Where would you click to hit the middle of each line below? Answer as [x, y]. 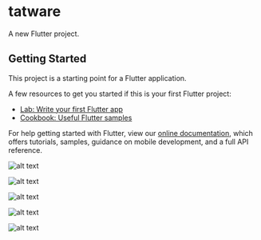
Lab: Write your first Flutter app [71, 109]
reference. [25, 150]
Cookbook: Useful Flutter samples [76, 118]
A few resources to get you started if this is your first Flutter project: [120, 94]
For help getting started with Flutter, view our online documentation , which [131, 133]
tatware [35, 12]
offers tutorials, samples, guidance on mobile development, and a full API [129, 142]
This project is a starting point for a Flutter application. [97, 78]
